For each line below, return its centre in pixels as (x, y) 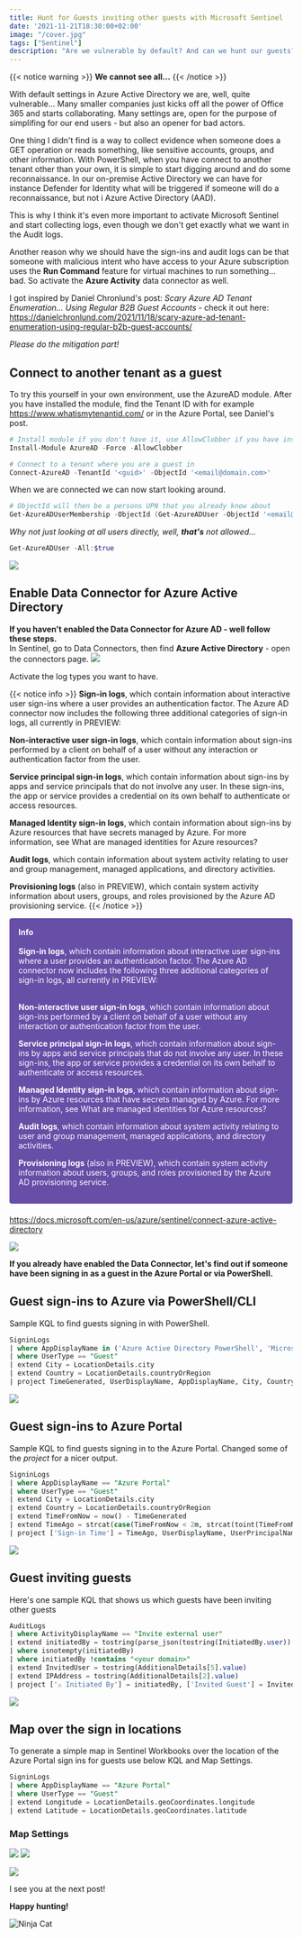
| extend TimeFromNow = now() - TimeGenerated (98, 1516)
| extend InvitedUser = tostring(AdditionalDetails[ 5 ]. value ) (128, 1668)
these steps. (33, 638)
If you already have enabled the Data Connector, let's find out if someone (149, 1263)
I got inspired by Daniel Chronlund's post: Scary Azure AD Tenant (131, 298)
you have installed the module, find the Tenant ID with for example (132, 404)
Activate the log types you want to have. (84, 676)
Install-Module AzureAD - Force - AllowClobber (96, 448)
